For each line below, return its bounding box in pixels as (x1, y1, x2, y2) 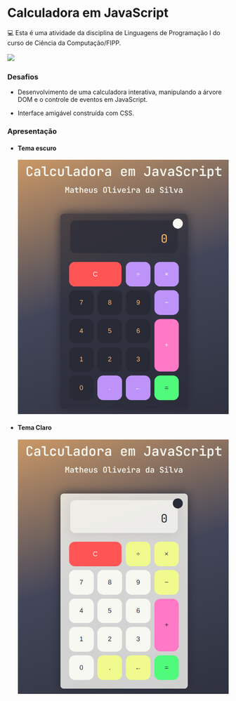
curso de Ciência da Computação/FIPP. (7, 39, 122, 47)
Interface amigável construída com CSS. (17, 109, 135, 117)
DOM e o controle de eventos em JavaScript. (17, 95, 148, 104)
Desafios (7, 72, 39, 81)
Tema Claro (17, 423, 52, 432)
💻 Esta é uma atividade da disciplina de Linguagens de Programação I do (7, 28, 221, 36)
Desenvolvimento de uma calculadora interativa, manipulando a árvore (17, 88, 223, 96)
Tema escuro (17, 144, 57, 152)
